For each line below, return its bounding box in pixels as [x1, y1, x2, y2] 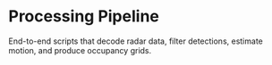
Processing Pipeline [8, 6, 160, 27]
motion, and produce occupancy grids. [8, 45, 152, 55]
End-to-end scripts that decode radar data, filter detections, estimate [8, 36, 263, 46]
